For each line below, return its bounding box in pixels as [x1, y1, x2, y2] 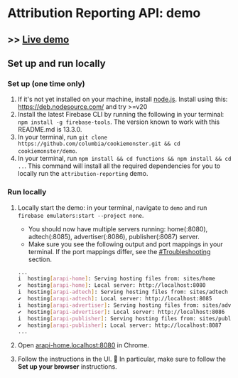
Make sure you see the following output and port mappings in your [28, 240, 224, 248]
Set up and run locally [7, 57, 106, 69]
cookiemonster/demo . [17, 147, 77, 155]
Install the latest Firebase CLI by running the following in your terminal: [17, 110, 225, 119]
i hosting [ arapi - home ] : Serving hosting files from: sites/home [17, 275, 215, 283]
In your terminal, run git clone [17, 133, 108, 142]
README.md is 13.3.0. [17, 125, 82, 134]
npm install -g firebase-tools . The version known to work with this [17, 117, 220, 126]
